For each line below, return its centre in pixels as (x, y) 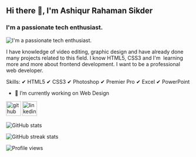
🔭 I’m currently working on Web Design (62, 93)
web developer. (25, 70)
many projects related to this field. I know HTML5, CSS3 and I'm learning (95, 58)
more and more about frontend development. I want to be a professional (93, 64)
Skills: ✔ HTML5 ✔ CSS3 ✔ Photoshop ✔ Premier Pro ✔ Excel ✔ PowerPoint (98, 81)
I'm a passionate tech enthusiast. (55, 28)
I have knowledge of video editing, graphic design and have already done (95, 52)
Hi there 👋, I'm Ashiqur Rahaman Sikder (80, 11)
